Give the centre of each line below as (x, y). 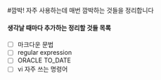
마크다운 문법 (36, 45)
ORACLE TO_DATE (44, 60)
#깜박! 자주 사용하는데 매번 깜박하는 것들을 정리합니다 (80, 10)
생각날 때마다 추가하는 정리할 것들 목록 (59, 27)
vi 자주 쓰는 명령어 (43, 69)
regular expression (45, 53)
